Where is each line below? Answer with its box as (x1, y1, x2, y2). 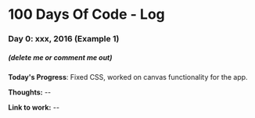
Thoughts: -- (8, 88, 52, 97)
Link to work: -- (8, 103, 60, 113)
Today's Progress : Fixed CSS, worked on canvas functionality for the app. (8, 73, 248, 82)
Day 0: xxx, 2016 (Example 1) (8, 34, 120, 45)
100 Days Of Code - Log (8, 5, 166, 23)
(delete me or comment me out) (8, 52, 113, 62)
